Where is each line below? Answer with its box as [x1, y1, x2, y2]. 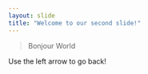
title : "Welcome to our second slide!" [8, 19, 142, 27]
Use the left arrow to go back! [8, 56, 106, 66]
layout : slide [8, 11, 56, 20]
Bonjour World [27, 41, 76, 50]
